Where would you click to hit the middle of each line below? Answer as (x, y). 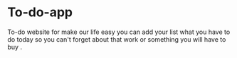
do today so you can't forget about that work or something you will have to (117, 39)
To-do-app (40, 12)
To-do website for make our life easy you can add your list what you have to (119, 32)
